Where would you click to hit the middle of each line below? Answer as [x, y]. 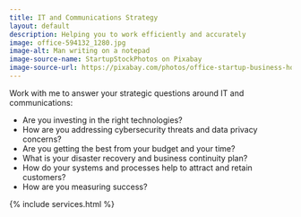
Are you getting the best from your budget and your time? [129, 148]
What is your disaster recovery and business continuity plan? [135, 158]
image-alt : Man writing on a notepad [80, 51]
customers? [44, 177]
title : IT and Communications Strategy [84, 17]
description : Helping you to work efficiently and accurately [128, 34]
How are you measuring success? [85, 187]
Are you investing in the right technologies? [102, 120]
